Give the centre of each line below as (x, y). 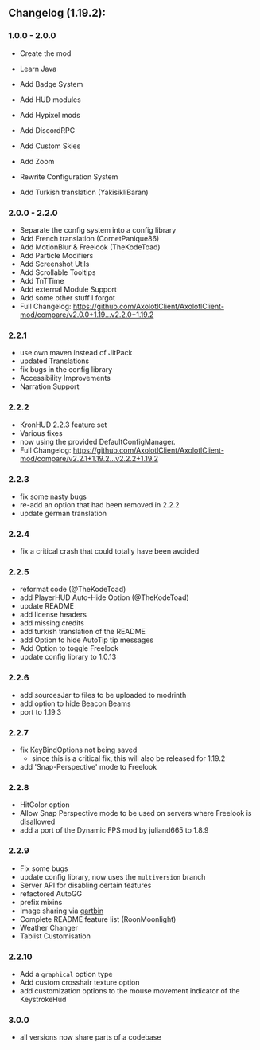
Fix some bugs (44, 868)
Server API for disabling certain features (85, 885)
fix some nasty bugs (53, 496)
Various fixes (41, 433)
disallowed (37, 822)
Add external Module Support (68, 289)
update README (47, 606)
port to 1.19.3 (41, 711)
